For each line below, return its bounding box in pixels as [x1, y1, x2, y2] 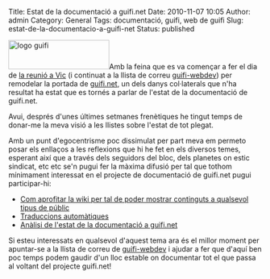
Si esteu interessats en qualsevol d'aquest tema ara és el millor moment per [8, 235, 260, 245]
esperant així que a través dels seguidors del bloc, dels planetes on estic [8, 153, 250, 162]
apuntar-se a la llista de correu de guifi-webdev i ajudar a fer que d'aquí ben [8, 244, 262, 253]
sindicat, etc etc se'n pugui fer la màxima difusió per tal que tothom [8, 161, 232, 171]
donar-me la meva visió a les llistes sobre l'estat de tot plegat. [8, 120, 214, 130]
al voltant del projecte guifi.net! [8, 261, 112, 271]
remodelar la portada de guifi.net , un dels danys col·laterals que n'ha [8, 79, 237, 88]
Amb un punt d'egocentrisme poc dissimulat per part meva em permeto [8, 136, 247, 145]
